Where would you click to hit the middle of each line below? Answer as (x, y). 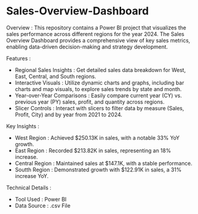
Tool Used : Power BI (41, 199)
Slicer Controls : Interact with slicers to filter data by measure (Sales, (99, 108)
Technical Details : (29, 188)
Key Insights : (23, 126)
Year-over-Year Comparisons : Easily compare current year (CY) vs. (98, 95)
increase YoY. (32, 176)
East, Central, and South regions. (56, 76)
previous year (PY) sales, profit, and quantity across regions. (89, 102)
